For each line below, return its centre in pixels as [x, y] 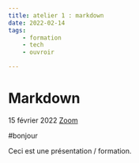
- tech [33, 45]
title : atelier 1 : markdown [56, 15]
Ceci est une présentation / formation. [70, 150]
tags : [17, 30]
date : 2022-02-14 [37, 23]
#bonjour [23, 135]
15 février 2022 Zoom [43, 120]
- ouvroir [39, 52]
